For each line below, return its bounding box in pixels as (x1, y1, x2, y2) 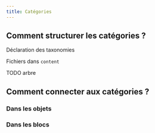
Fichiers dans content (6, 58, 60, 65)
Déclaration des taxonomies (6, 46, 75, 53)
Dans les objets (6, 104, 52, 113)
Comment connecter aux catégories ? (6, 87, 150, 97)
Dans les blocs (6, 120, 49, 128)
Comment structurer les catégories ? (6, 31, 146, 41)
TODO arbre (6, 69, 36, 77)
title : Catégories (6, 8, 52, 15)
